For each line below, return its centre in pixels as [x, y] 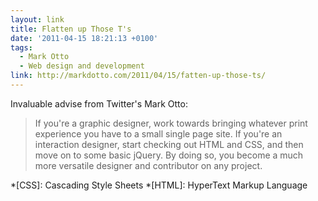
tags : [21, 47]
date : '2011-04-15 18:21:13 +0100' [84, 38]
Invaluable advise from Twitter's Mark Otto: [99, 103]
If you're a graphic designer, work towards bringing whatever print [171, 123]
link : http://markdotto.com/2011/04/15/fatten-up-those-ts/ [138, 76]
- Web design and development [82, 66]
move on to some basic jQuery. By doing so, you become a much [169, 155]
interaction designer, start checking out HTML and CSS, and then [169, 144]
